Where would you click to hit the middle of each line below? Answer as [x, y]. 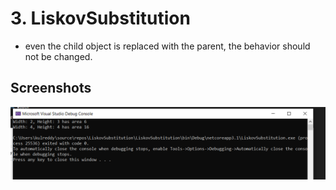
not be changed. [58, 56]
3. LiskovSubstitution [100, 18]
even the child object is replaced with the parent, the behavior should [167, 46]
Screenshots [51, 88]
